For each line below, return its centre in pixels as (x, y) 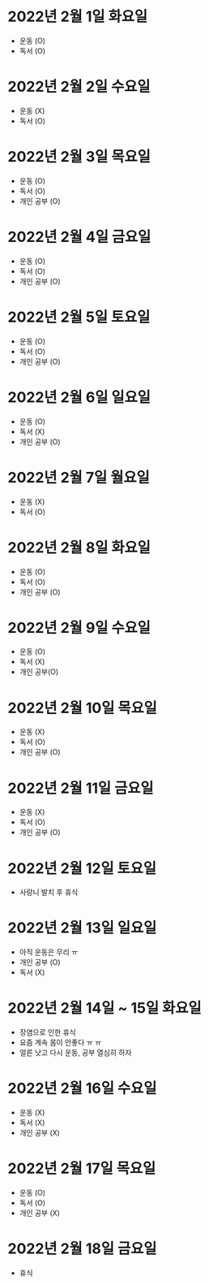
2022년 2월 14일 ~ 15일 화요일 (104, 1008)
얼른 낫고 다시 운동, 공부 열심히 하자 (75, 1053)
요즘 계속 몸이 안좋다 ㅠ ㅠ (60, 1043)
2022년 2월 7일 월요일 (79, 477)
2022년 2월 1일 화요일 (77, 17)
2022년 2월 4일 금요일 (79, 237)
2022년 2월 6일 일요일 (79, 397)
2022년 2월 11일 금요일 (81, 788)
